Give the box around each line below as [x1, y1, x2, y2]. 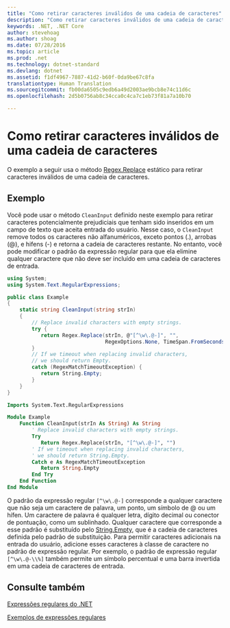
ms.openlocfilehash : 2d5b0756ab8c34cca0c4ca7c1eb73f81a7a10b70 [7, 93, 192, 100]
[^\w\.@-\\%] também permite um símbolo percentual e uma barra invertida [7, 554, 220, 562]
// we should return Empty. [31, 357, 112, 364]
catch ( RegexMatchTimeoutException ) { [31, 364, 142, 370]
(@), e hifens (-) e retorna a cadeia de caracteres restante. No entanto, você [7, 240, 222, 248]
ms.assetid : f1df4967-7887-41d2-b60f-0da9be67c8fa [7, 73, 155, 81]
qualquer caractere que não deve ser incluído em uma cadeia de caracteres [7, 254, 221, 262]
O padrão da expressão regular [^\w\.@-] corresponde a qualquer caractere [7, 496, 222, 504]
